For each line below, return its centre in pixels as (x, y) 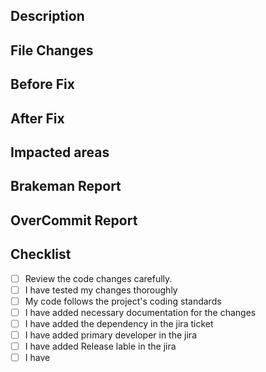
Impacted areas (60, 152)
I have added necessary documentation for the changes (140, 312)
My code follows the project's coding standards (123, 301)
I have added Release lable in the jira (100, 346)
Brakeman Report (66, 186)
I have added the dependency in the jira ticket (119, 323)
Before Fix (42, 84)
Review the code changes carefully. (98, 278)
